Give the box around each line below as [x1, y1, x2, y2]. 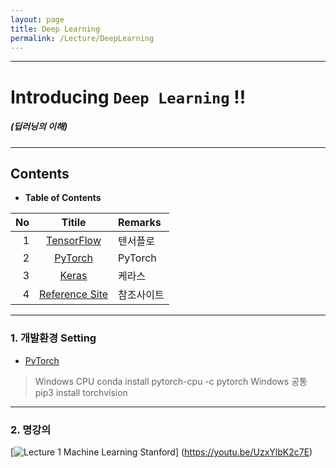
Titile [61, 216, 87, 230]
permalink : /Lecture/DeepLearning [10, 33, 155, 43]
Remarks [118, 216, 162, 230]
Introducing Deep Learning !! [10, 86, 247, 108]
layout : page [10, 14, 65, 25]
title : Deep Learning [10, 24, 101, 34]
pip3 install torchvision [34, 386, 128, 398]
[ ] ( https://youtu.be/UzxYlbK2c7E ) [10, 446, 313, 458]
